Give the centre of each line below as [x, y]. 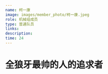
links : [12, 29]
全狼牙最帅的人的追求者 [54, 65]
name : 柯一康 [18, 10]
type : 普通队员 [20, 24]
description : [19, 33]
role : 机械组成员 [22, 19]
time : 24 [14, 39]
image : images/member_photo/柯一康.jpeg [47, 15]
